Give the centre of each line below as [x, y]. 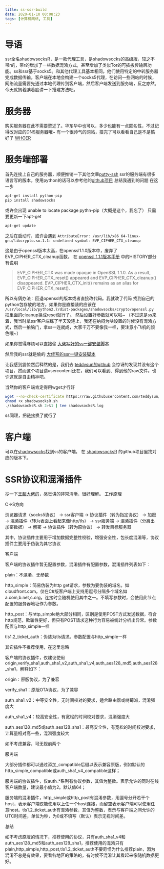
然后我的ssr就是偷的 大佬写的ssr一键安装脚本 [51, 354]
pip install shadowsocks [30, 201]
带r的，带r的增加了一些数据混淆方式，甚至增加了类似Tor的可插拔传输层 [76, 65]
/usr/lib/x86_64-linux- [116, 236]
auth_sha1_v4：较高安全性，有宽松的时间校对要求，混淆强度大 [68, 717]
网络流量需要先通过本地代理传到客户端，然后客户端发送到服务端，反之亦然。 [82, 83]
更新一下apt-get [25, 216]
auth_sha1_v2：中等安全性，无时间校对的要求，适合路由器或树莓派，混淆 [78, 700]
